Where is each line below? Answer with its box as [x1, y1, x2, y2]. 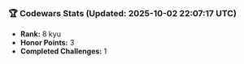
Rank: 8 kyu [20, 29, 61, 39]
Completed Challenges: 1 [20, 46, 107, 56]
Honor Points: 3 [20, 38, 75, 48]
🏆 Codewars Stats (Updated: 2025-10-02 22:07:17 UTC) [8, 7, 237, 19]
